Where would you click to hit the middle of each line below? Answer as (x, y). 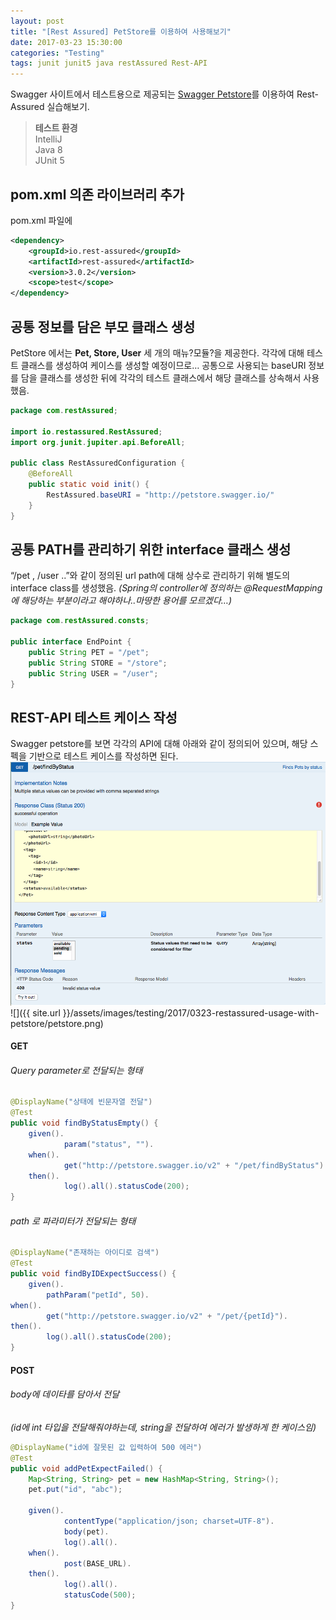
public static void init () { (89, 485)
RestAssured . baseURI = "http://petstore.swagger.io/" (160, 495)
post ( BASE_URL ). (97, 1563)
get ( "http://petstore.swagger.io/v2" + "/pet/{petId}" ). (167, 1316)
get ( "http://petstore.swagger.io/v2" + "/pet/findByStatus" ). (196, 1165)
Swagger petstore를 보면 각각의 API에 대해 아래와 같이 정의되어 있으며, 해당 (159, 744)
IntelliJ (48, 139)
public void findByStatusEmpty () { (84, 1123)
